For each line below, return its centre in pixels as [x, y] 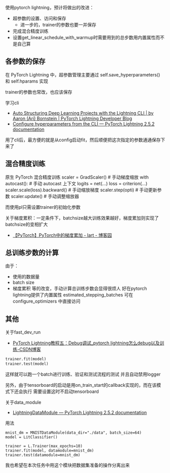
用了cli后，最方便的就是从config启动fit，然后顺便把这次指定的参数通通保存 [83, 140]
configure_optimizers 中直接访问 [46, 301]
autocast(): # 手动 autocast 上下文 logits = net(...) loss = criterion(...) [76, 183]
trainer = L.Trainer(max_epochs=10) [44, 446]
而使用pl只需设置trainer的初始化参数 [43, 207]
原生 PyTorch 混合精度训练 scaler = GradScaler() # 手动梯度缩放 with [77, 177]
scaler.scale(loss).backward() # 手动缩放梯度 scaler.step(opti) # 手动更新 [81, 190]
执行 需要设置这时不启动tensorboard [61, 391]
